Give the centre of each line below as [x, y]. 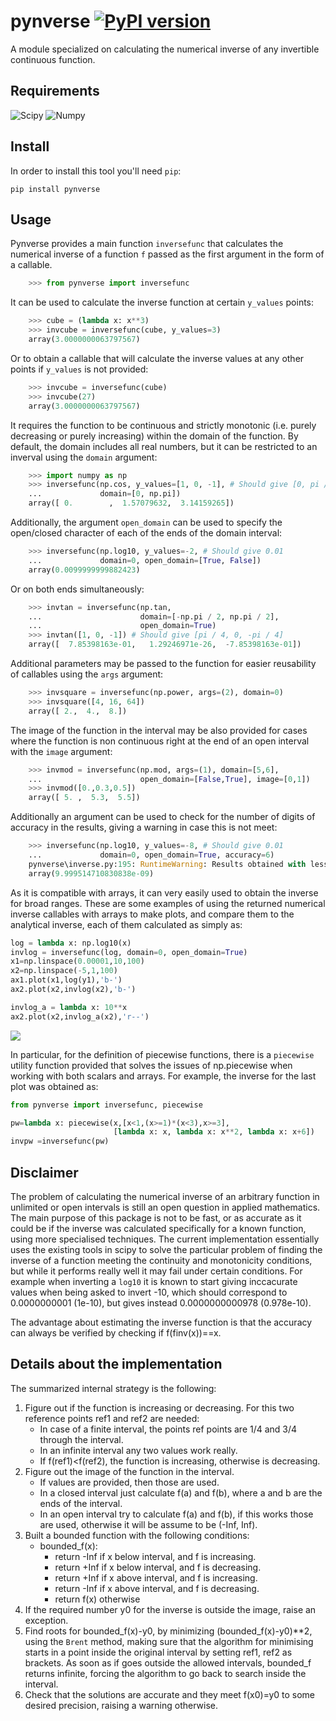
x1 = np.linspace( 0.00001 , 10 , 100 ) [77, 961]
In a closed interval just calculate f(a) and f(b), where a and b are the [181, 1492]
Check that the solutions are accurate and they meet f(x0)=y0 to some [170, 1694]
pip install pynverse [55, 189]
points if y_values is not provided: [79, 369]
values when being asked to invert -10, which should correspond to [149, 1292]
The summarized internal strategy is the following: [113, 1388]
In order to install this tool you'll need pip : [96, 171]
